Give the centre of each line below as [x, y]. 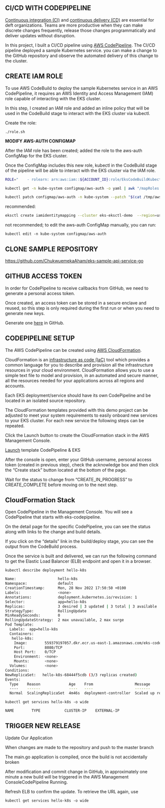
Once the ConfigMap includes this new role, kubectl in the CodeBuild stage [81, 165]
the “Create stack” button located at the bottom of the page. [66, 470]
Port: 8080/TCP [38, 648]
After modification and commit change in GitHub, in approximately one [76, 772]
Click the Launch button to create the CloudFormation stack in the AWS [77, 435]
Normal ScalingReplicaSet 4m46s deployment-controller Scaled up [82, 693]
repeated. [15, 426]
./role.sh [15, 132]
